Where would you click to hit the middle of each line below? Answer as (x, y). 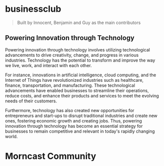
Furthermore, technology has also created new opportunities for (70, 110)
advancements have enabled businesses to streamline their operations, (77, 90)
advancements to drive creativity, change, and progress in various (72, 55)
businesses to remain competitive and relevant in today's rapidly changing (80, 131)
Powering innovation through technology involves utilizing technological (78, 49)
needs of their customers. (31, 101)
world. (12, 136)
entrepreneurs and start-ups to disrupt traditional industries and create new (81, 116)
